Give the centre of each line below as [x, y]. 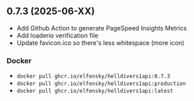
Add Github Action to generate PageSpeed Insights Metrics [102, 28]
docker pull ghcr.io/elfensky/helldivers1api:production [101, 84]
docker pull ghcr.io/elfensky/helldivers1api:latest [95, 91]
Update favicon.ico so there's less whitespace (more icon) [100, 43]
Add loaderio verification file [58, 35]
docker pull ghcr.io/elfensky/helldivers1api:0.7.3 [93, 76]
